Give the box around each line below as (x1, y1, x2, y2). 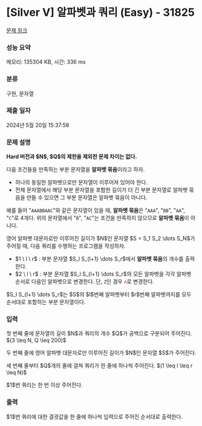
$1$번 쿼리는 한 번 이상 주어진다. (6, 381, 83, 388)
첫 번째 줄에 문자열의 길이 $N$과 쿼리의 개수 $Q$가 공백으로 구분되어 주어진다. (6, 330, 192, 337)
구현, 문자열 (6, 90, 34, 97)
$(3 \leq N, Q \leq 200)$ (6, 337, 67, 344)
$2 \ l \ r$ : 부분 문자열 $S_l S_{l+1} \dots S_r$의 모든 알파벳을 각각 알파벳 (15, 270, 192, 278)
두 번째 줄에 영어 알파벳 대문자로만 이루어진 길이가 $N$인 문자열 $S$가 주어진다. (6, 349, 197, 356)
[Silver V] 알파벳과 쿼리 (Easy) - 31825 (6, 5, 195, 19)
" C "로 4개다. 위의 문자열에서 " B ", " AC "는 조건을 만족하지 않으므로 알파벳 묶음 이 (6, 215, 189, 222)
